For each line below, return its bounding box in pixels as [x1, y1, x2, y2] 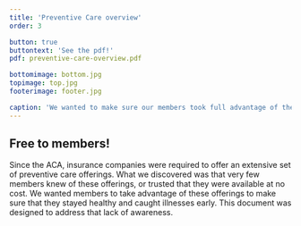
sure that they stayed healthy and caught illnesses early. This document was [9, 197, 292, 208]
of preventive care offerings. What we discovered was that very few [9, 169, 260, 180]
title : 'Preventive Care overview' [9, 13, 142, 22]
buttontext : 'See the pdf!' [9, 46, 115, 54]
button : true [9, 38, 58, 46]
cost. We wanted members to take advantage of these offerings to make [9, 188, 277, 199]
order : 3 [9, 21, 42, 30]
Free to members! [9, 136, 110, 152]
